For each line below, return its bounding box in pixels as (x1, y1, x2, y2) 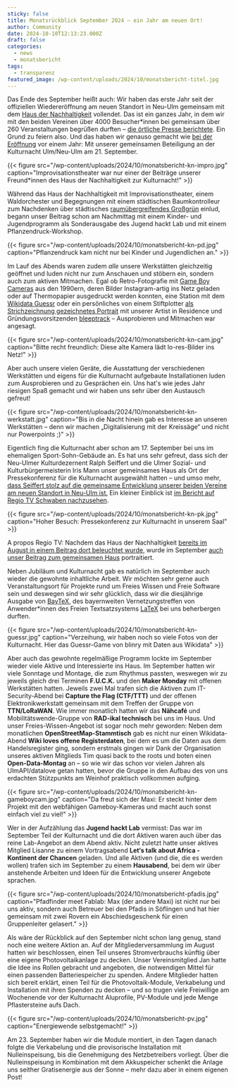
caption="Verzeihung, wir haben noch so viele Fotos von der (42, 633, 218, 642)
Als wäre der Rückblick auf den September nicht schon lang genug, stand (7, 933, 221, 942)
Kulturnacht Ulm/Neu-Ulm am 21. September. (7, 147, 139, 156)
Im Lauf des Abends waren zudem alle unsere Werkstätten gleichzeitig (7, 262, 213, 271)
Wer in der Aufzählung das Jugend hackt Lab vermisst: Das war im (7, 824, 203, 832)
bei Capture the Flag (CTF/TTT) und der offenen (54, 692, 197, 700)
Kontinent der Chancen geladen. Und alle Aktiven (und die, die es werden (7, 854, 223, 862)
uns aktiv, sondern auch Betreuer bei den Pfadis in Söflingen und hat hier (7, 905, 220, 913)
